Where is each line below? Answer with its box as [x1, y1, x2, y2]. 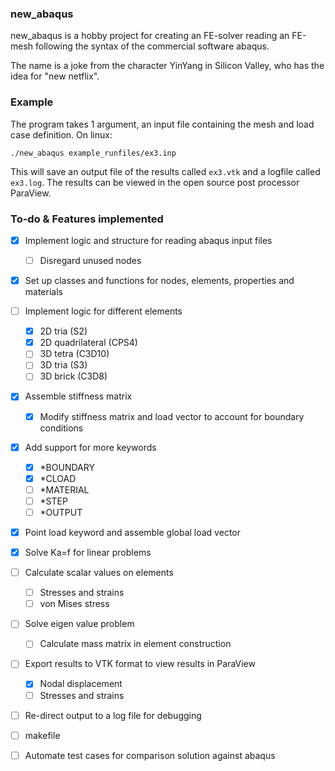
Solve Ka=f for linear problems [24, 547, 152, 559]
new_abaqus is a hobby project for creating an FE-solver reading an [10, 30, 290, 42]
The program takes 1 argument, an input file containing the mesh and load [10, 118, 315, 130]
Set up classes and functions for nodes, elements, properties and [24, 275, 295, 287]
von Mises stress [39, 598, 110, 610]
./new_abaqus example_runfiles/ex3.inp [10, 148, 177, 158]
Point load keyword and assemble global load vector [24, 526, 241, 538]
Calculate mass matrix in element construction [39, 638, 232, 650]
